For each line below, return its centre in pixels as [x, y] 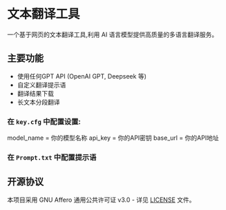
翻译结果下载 [35, 93]
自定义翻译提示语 [41, 85]
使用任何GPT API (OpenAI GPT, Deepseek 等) [82, 76]
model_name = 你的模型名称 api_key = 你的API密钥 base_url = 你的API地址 [113, 138]
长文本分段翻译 [38, 102]
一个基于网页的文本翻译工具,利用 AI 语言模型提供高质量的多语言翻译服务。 [113, 34]
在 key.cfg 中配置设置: [44, 121]
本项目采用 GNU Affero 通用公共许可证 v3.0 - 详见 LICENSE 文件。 [101, 200]
